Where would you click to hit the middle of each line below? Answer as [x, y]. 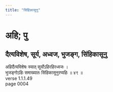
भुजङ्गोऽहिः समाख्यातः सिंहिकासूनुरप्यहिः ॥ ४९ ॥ [44, 73]
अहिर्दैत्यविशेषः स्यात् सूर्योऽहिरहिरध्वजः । [37, 66]
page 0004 [17, 84]
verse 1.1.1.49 [19, 78]
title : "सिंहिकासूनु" [23, 10]
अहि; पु [17, 35]
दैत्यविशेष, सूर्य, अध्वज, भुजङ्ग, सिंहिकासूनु [56, 54]
